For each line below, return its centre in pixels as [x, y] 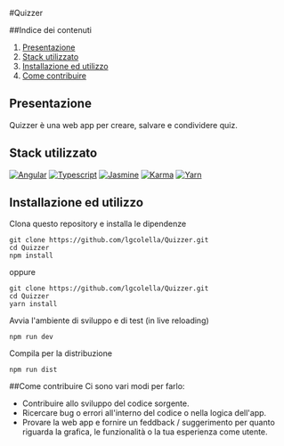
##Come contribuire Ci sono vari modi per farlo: [97, 386]
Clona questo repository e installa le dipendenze [98, 224]
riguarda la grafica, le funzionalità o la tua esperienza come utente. [145, 432]
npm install [31, 256]
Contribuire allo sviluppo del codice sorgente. [105, 403]
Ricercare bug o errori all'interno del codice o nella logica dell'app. [144, 413]
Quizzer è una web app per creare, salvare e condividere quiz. [123, 125]
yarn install [33, 304]
